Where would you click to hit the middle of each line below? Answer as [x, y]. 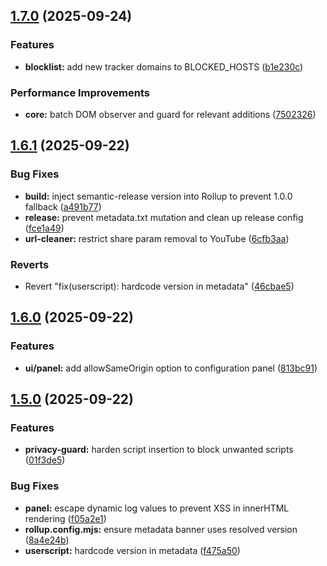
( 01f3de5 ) [45, 460]
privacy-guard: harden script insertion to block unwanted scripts [159, 450]
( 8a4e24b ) [47, 540]
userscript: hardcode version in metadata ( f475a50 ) [132, 550]
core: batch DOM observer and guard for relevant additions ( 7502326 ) [170, 114]
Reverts [30, 264]
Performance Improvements [80, 92]
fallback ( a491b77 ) [63, 206]
